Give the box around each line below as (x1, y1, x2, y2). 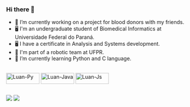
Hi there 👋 (6, 5, 35, 14)
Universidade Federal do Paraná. (14, 34, 94, 41)
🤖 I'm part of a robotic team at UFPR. (14, 49, 104, 56)
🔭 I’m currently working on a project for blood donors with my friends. (14, 19, 185, 26)
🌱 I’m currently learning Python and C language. (14, 55, 132, 62)
